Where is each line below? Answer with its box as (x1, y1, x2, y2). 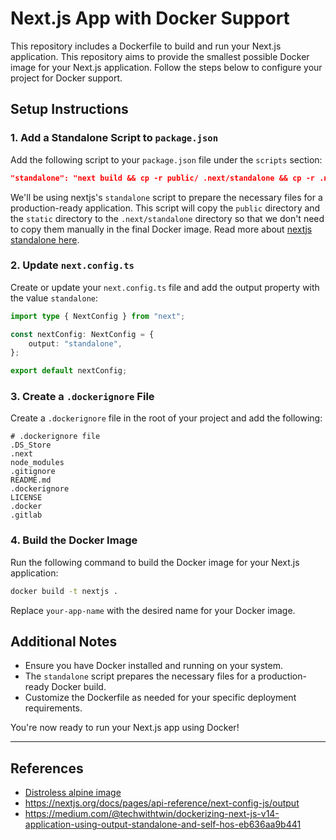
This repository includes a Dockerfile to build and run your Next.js (10, 40, 282, 52)
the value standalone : (10, 292, 99, 304)
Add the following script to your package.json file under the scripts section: (10, 153, 323, 166)
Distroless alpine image (24, 787, 122, 799)
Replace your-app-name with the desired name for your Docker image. (10, 604, 296, 616)
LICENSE (10, 493, 43, 503)
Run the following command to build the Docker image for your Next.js (10, 556, 300, 568)
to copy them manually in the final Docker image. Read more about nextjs (10, 223, 313, 235)
